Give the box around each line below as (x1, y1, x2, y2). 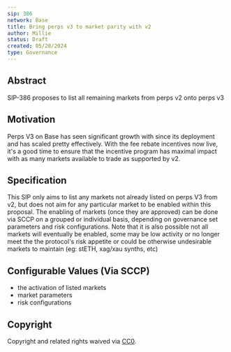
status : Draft (7, 36, 49, 43)
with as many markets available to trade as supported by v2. (7, 154, 181, 162)
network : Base (7, 17, 49, 24)
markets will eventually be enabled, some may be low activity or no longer (7, 230, 220, 238)
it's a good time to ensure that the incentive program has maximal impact (7, 147, 218, 155)
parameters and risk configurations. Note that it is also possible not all (7, 222, 209, 231)
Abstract (7, 75, 47, 87)
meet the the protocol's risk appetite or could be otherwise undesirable (7, 238, 211, 246)
